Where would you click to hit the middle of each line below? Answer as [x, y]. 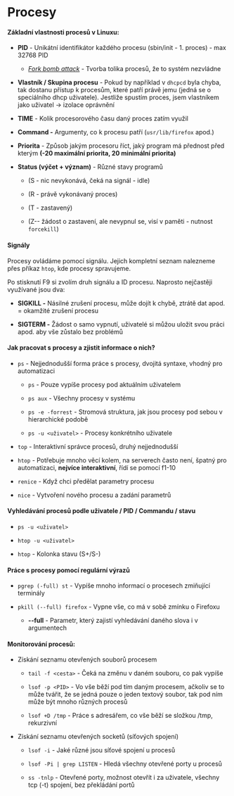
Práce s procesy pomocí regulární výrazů [69, 570]
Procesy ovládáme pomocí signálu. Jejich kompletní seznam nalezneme [111, 260]
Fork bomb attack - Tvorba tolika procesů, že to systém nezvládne [124, 69]
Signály [19, 245]
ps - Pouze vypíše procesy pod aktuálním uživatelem [104, 384]
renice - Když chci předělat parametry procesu [86, 481]
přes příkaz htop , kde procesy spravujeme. [69, 268]
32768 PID [33, 55]
